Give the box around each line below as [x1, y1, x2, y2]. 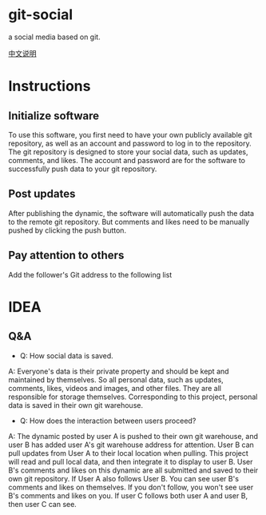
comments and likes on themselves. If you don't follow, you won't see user [8, 482, 254, 492]
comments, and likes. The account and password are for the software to [8, 155, 246, 165]
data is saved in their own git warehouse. [8, 400, 144, 409]
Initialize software [8, 109, 100, 122]
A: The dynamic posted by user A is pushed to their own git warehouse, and [8, 431, 258, 441]
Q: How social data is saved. [19, 350, 113, 361]
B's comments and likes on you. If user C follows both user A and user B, [8, 490, 248, 501]
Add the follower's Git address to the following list [8, 269, 173, 279]
